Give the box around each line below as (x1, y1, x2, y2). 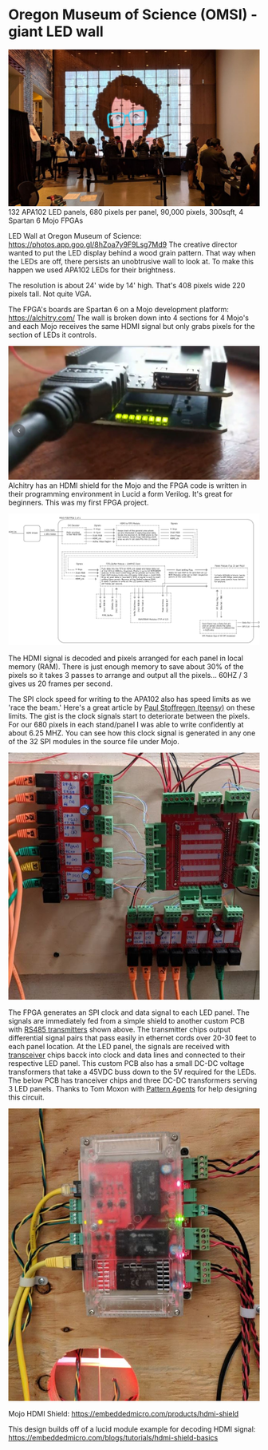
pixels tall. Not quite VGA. (8, 289, 92, 299)
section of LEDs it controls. (8, 330, 97, 339)
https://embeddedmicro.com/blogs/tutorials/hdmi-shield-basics (8, 1433, 219, 1443)
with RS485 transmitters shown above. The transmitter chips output (8, 1024, 231, 1034)
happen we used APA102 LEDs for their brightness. (8, 265, 175, 275)
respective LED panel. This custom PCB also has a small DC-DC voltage (8, 1058, 245, 1068)
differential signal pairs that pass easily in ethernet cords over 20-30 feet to (8, 1032, 257, 1043)
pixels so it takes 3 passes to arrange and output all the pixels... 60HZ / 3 (8, 670, 249, 679)
